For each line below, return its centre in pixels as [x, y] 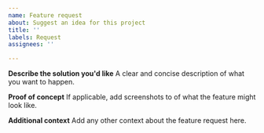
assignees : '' [31, 45]
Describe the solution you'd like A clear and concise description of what [126, 74]
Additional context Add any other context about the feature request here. [127, 120]
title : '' [24, 30]
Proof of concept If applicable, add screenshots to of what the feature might [132, 97]
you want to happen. [41, 82]
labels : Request [35, 37]
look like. [23, 106]
